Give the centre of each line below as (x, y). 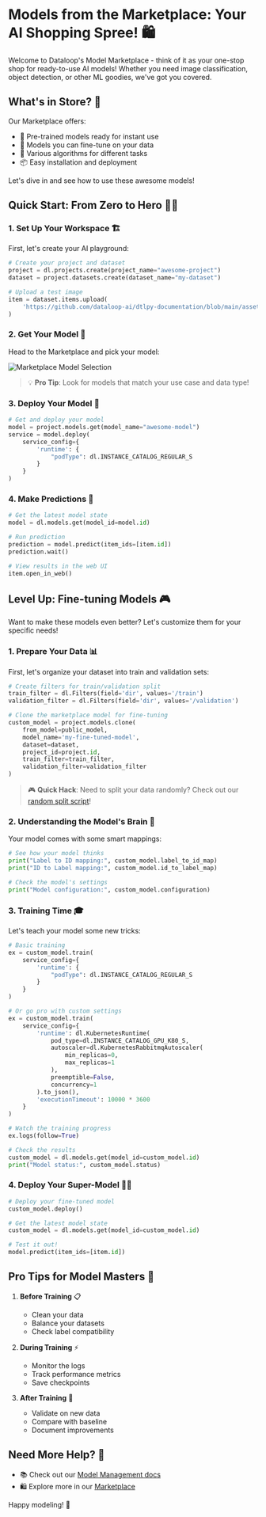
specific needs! (33, 630)
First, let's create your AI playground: (68, 249)
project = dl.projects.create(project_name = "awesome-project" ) (115, 271)
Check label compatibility (73, 1331)
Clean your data (57, 1314)
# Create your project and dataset (67, 263)
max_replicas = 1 (89, 1063)
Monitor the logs (58, 1365)
